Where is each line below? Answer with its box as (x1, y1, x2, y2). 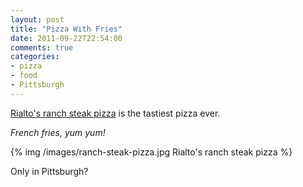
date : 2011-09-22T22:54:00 (10, 33, 123, 43)
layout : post (10, 14, 65, 25)
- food (10, 71, 38, 81)
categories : (10, 52, 60, 62)
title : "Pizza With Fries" (10, 24, 123, 34)
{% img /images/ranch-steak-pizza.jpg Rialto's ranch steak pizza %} (10, 146, 293, 158)
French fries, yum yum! (10, 126, 106, 138)
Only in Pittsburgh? (10, 165, 89, 177)
